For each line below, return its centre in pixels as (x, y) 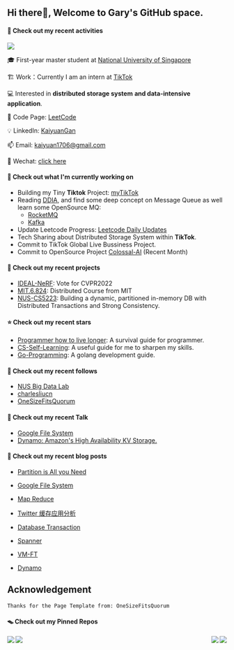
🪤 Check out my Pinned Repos (53, 621)
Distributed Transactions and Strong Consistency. (88, 305)
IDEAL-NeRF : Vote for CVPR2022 (65, 283)
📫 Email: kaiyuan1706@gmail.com (56, 145)
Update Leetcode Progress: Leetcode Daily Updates (92, 229)
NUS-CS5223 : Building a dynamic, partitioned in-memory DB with (112, 298)
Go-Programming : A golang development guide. (86, 355)
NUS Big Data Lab (43, 386)
